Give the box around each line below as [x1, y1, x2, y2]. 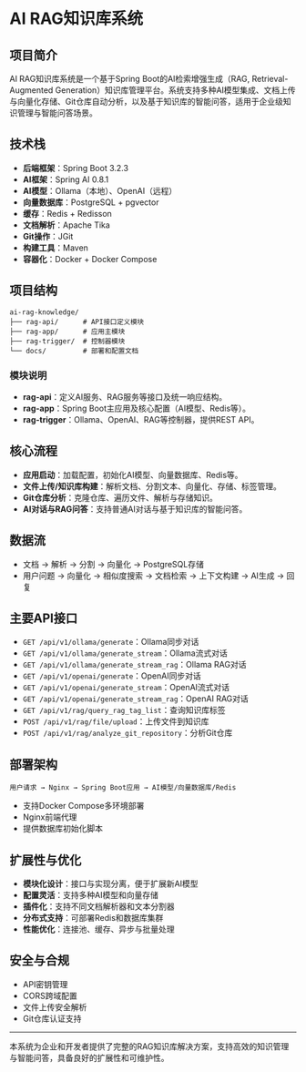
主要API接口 [9, 610, 78, 626]
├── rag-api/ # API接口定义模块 [9, 317, 144, 326]
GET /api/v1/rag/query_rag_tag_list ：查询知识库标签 [22, 705, 226, 716]
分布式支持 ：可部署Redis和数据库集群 [22, 912, 164, 923]
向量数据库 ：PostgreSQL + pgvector [22, 197, 159, 208]
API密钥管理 [22, 978, 68, 989]
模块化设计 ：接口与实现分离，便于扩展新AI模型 [22, 878, 199, 889]
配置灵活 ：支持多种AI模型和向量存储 [22, 889, 159, 900]
